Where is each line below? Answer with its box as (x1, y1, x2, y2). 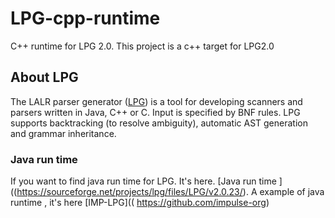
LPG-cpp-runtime (10, 7, 161, 30)
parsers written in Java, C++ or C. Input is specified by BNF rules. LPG (10, 106, 301, 118)
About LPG (10, 69, 79, 86)
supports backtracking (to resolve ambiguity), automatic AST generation (10, 117, 308, 129)
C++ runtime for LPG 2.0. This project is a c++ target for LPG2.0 (10, 40, 275, 52)
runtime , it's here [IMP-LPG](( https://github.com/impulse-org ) (10, 197, 270, 209)
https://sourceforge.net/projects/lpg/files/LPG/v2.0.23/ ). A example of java (16, 186, 325, 198)
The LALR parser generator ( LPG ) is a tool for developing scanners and (10, 95, 303, 107)
